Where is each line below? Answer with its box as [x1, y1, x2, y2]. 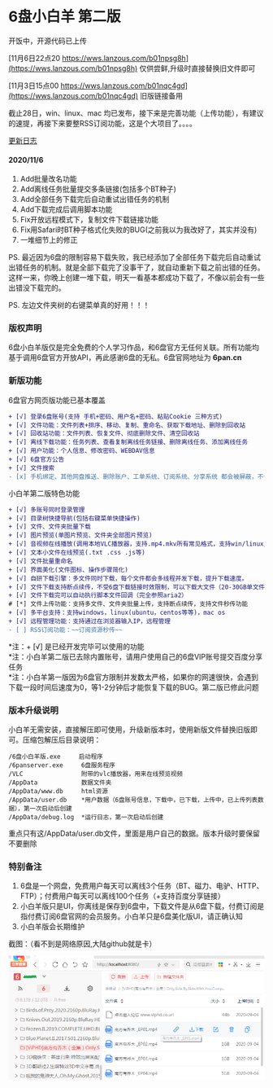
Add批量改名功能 [19, 174, 77, 184]
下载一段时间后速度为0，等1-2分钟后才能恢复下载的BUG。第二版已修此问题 [8, 682, 260, 692]
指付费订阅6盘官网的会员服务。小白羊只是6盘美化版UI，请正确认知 [19, 911, 244, 921]
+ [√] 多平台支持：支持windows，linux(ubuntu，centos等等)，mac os [8, 608, 226, 617]
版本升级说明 [8, 704, 59, 716]
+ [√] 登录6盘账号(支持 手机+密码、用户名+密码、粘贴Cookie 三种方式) [8, 412, 223, 420]
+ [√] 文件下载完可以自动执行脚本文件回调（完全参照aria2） [8, 591, 188, 599]
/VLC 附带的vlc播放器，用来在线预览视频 [8, 770, 184, 779]
